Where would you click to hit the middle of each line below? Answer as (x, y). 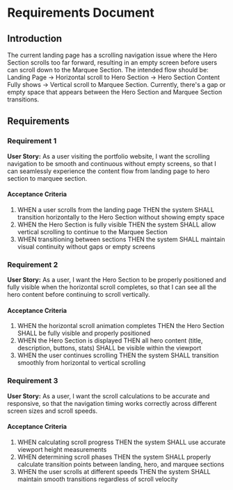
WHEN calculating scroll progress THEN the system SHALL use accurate (121, 442)
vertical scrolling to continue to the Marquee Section (93, 231)
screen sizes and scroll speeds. (53, 411)
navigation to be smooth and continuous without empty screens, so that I (112, 163)
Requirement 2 (33, 264)
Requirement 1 (32, 141)
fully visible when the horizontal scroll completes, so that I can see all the (112, 287)
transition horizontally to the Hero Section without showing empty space (121, 217)
